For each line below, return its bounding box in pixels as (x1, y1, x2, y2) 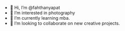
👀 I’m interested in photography (10, 10, 75, 16)
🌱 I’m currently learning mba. (10, 15, 70, 21)
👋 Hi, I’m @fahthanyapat (10, 5, 60, 10)
